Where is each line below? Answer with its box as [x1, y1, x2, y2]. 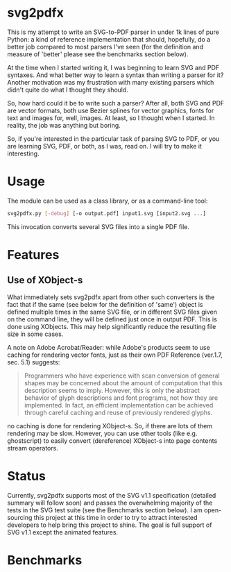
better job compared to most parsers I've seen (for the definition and [7, 42, 203, 51]
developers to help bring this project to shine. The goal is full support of [7, 521, 212, 529]
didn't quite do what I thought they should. [7, 85, 128, 94]
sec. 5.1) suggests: [7, 357, 60, 366]
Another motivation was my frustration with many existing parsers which [7, 78, 214, 86]
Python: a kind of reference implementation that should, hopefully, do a [7, 35, 211, 43]
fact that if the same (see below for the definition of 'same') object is [7, 300, 203, 308]
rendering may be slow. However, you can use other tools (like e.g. [7, 429, 198, 437]
